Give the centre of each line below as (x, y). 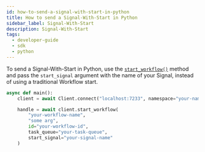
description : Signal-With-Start (47, 29)
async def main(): (30, 93)
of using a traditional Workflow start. (52, 81)
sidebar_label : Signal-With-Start (50, 23)
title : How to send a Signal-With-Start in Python (72, 18)
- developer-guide (35, 40)
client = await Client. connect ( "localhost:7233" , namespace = (96, 98)
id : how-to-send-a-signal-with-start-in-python (68, 12)
